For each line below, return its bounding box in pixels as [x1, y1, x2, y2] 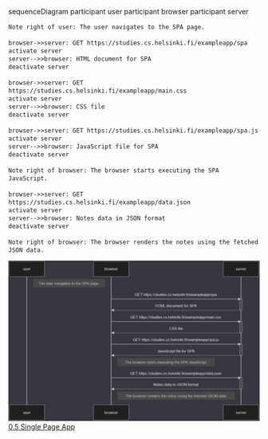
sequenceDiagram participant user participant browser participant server [8, 7, 249, 16]
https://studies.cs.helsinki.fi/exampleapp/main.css [8, 87, 187, 95]
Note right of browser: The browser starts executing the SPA [8, 167, 219, 174]
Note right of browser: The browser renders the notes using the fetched [8, 238, 259, 246]
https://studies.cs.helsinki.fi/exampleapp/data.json [8, 198, 191, 206]
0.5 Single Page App [8, 421, 76, 431]
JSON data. [8, 246, 45, 254]
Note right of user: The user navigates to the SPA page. [8, 23, 205, 31]
